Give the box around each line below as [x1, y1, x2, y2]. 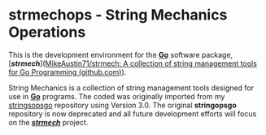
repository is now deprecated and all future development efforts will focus [8, 108, 257, 119]
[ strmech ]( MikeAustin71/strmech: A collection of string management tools [8, 59, 258, 68]
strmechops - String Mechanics [8, 6, 228, 24]
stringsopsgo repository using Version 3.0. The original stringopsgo [8, 100, 238, 110]
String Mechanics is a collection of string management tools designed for [8, 83, 255, 93]
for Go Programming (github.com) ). [8, 67, 127, 76]
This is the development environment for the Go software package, [8, 50, 233, 59]
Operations [8, 23, 86, 41]
